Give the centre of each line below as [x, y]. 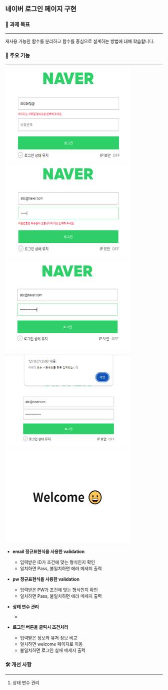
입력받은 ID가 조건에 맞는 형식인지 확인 [57, 562]
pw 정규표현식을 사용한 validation [46, 579]
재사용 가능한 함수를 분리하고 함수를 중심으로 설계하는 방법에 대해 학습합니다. [80, 41]
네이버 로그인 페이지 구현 [41, 9]
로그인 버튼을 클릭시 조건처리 [40, 627]
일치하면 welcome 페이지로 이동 [51, 644]
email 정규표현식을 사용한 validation [48, 551]
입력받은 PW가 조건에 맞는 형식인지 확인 [59, 590]
